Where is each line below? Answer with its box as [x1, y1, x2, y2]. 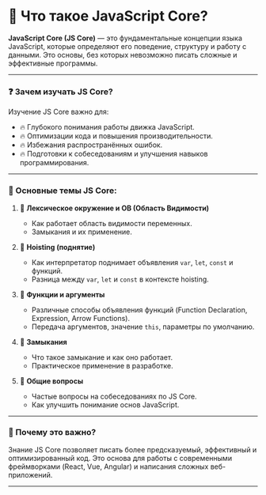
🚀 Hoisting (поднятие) [19, 242, 96, 251]
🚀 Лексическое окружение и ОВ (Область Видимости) [19, 203, 210, 213]
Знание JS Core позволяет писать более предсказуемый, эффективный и [8, 444, 257, 454]
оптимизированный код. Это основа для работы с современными [8, 453, 232, 463]
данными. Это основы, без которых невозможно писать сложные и [8, 50, 237, 59]
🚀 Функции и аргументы [19, 289, 105, 299]
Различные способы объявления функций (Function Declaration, [31, 304, 248, 315]
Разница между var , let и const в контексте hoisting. [31, 274, 210, 284]
